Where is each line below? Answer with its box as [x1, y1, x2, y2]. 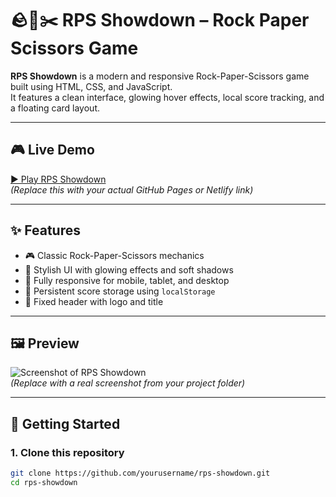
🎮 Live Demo [10, 142, 95, 159]
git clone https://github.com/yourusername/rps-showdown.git [10, 468, 271, 479]
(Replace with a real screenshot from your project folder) [10, 377, 246, 389]
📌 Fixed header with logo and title [24, 295, 164, 307]
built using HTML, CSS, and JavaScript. [10, 80, 173, 92]
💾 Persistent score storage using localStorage [24, 285, 216, 297]
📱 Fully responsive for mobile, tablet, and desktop [24, 274, 230, 286]
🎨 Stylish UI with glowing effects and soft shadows [24, 263, 234, 276]
